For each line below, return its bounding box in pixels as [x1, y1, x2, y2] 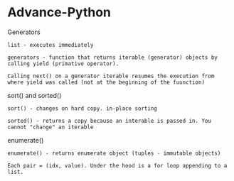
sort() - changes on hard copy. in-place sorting [7, 104, 158, 112]
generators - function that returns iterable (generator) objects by [7, 54, 218, 61]
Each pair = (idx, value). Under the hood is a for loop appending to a [7, 162, 228, 169]
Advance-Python [7, 4, 112, 21]
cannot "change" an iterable [7, 124, 94, 131]
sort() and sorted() [7, 91, 62, 99]
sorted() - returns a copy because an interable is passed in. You [7, 117, 212, 124]
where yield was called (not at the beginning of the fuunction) [7, 79, 205, 86]
